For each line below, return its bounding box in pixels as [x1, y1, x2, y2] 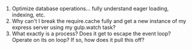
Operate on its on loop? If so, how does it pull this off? [11, 37, 145, 43]
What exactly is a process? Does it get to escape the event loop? [11, 30, 171, 37]
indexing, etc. [11, 11, 46, 18]
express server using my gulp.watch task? [11, 24, 116, 31]
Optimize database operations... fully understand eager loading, [11, 5, 169, 12]
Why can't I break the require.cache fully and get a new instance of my [11, 18, 187, 24]
